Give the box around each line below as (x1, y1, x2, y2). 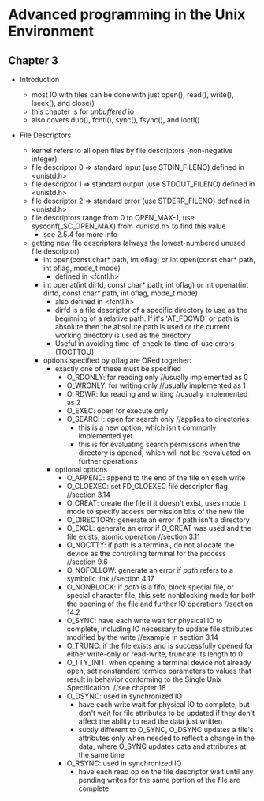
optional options (54, 464, 108, 474)
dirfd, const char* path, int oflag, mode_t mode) (43, 288, 199, 298)
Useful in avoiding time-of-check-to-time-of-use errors (54, 339, 235, 348)
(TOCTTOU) (54, 348, 95, 356)
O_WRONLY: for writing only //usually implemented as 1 (66, 381, 246, 390)
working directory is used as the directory (54, 330, 191, 340)
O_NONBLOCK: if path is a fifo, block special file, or (66, 582, 234, 592)
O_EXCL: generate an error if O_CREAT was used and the (66, 524, 252, 532)
